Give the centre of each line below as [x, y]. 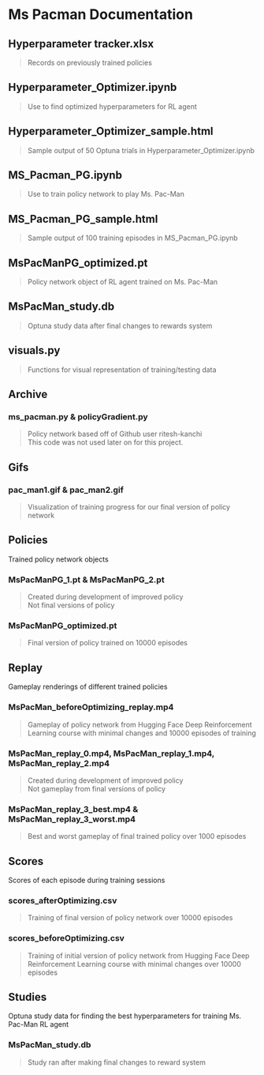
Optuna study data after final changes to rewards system [120, 325]
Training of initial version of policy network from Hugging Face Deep [138, 955]
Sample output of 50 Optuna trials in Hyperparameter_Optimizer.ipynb [141, 150]
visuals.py [34, 350]
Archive [28, 395]
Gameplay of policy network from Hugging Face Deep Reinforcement [139, 724]
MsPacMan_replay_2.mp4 [59, 763]
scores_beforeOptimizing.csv [66, 938]
